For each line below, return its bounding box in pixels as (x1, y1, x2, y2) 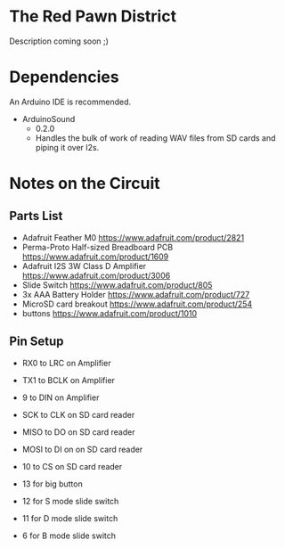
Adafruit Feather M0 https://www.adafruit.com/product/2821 (21, 232, 245, 242)
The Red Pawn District (9, 6, 176, 27)
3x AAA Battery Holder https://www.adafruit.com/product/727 (21, 289, 250, 299)
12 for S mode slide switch (21, 495, 119, 506)
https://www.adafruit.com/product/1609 (21, 251, 169, 262)
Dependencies (9, 67, 119, 87)
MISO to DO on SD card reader (21, 426, 135, 438)
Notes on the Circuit (9, 174, 160, 193)
